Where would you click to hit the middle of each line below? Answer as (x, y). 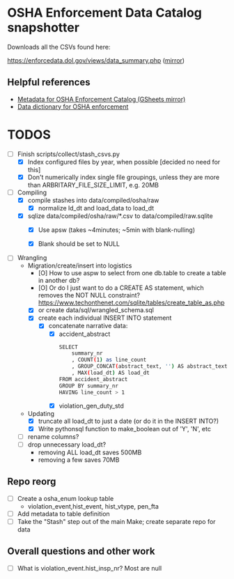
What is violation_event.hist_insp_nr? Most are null (89, 568)
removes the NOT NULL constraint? (89, 295)
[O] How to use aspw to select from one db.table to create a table (132, 273)
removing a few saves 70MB (79, 460)
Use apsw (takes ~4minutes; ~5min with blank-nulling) (116, 230)
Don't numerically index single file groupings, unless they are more (124, 177)
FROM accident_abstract (93, 379)
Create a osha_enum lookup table (65, 498)
